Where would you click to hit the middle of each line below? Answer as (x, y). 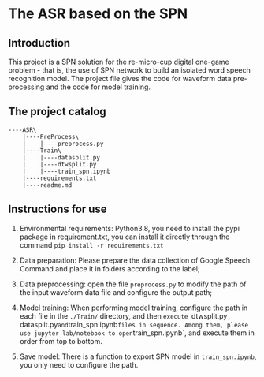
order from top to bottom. (61, 341)
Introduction (39, 43)
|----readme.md (47, 185)
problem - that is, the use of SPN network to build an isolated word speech (129, 70)
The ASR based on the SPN (98, 14)
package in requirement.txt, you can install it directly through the (125, 237)
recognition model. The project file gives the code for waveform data (120, 78)
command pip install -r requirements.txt (91, 244)
